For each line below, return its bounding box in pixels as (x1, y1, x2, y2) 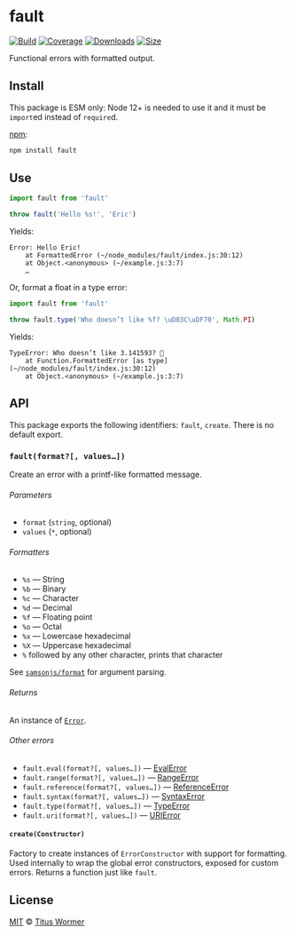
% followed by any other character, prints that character (21, 650, 223, 661)
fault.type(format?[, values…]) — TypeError (21, 800, 191, 811)
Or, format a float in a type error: (9, 282, 128, 293)
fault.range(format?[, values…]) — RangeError (21, 772, 199, 782)
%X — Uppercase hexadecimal (21, 640, 131, 651)
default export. (9, 429, 64, 440)
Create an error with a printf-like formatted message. (9, 469, 202, 480)
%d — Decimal (21, 602, 73, 614)
